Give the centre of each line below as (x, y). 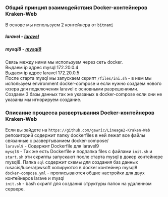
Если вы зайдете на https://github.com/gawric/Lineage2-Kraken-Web (78, 130)
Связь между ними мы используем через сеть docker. (64, 62)
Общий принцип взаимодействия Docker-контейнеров (76, 8)
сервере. (15, 189)
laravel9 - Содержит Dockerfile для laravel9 (52, 146)
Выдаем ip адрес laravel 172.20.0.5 (42, 73)
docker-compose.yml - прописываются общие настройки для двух (75, 173)
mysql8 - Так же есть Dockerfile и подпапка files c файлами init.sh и (79, 151)
